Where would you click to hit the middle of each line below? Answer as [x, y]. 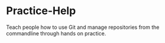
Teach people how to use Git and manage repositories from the [83, 27]
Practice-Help [41, 11]
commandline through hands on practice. [56, 33]
